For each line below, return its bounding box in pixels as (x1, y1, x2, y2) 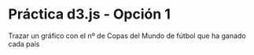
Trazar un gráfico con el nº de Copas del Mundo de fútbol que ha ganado (8, 31, 246, 40)
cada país (8, 39, 40, 48)
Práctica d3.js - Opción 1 (8, 5, 171, 23)
